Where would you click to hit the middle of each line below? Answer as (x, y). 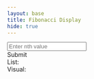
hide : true (23, 26)
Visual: (17, 69)
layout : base (26, 13)
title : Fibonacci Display (44, 20)
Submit (17, 55)
